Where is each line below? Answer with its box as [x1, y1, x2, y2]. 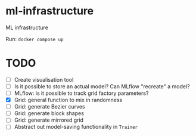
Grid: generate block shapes [14, 110, 85, 117]
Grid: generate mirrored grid [14, 116, 84, 123]
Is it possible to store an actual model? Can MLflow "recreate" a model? [14, 82, 190, 90]
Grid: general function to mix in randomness [14, 97, 123, 104]
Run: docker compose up [5, 35, 64, 42]
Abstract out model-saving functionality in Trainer [14, 123, 138, 131]
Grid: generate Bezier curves [14, 103, 85, 110]
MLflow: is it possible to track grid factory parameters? [14, 89, 149, 97]
